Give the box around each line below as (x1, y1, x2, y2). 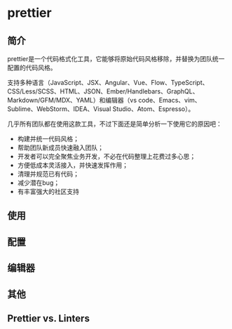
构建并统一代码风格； (17, 135, 79, 143)
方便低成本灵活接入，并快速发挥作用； (17, 161, 128, 169)
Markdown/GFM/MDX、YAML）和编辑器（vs (7, 96, 137, 104)
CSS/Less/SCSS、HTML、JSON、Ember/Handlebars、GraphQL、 (7, 87, 199, 96)
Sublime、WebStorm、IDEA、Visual (7, 105, 111, 113)
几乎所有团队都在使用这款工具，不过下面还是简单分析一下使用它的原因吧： (7, 120, 222, 128)
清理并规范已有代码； (17, 170, 79, 178)
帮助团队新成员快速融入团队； (17, 143, 104, 152)
